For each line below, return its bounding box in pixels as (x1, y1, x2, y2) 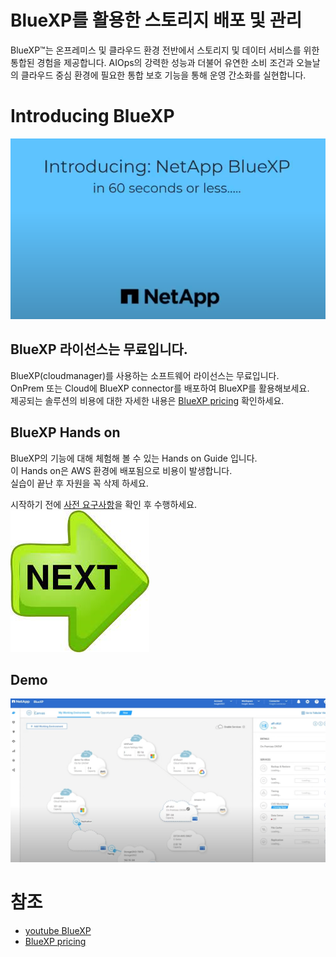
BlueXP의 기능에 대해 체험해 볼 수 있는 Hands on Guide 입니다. (10, 452, 258, 464)
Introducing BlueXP (10, 105, 175, 128)
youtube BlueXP (24, 925, 92, 937)
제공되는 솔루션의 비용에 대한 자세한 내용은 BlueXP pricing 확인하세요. (10, 394, 285, 406)
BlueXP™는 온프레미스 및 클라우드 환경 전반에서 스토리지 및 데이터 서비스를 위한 (10, 44, 320, 56)
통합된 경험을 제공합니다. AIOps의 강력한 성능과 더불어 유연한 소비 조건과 (10, 56, 295, 68)
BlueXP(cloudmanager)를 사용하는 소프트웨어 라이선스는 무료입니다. (10, 369, 280, 381)
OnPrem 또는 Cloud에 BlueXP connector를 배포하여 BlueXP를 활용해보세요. (10, 382, 310, 394)
